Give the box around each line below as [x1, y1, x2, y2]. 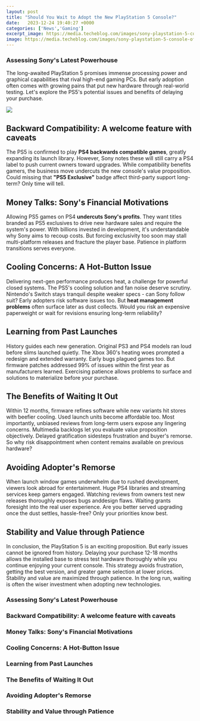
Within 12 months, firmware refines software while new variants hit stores [6, 407, 186, 414]
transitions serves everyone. [6, 245, 76, 252]
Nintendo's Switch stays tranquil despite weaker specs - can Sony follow [6, 290, 185, 298]
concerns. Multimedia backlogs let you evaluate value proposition [6, 426, 168, 433]
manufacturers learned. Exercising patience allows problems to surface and [6, 367, 192, 375]
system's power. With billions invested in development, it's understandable [6, 226, 189, 233]
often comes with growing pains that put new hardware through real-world [6, 82, 189, 89]
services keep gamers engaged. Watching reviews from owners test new [6, 491, 185, 498]
